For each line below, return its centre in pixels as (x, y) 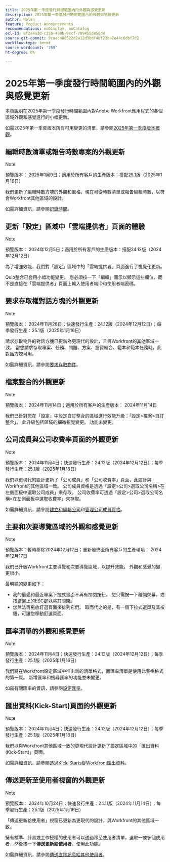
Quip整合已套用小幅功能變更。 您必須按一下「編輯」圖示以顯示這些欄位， (82, 277)
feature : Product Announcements (39, 24)
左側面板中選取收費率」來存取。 (50, 499)
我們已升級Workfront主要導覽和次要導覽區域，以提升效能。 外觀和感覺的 (81, 567)
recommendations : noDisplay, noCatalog (47, 29)
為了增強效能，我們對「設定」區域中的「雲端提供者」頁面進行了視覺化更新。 (85, 267)
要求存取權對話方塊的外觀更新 (52, 301)
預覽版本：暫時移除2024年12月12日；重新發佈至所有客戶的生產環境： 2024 (83, 550)
